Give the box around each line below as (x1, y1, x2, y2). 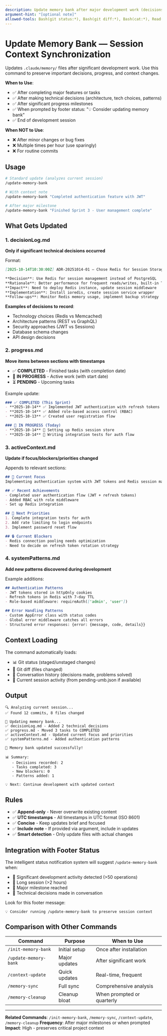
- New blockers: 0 (11, 769, 50, 774)
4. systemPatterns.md (5, 555, 61, 562)
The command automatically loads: (5, 649, 77, 655)
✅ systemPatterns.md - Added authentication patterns (5, 737, 120, 742)
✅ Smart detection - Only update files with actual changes (12, 831, 133, 837)
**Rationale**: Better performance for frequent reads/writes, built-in (5, 281, 159, 286)
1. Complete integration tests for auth (5, 516, 90, 520)
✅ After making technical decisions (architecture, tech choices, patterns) (12, 95, 162, 101)
